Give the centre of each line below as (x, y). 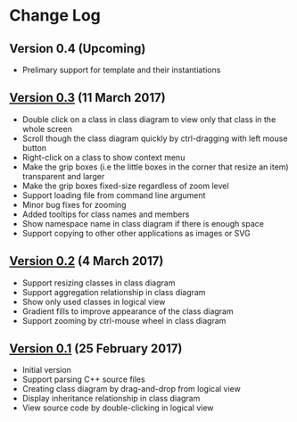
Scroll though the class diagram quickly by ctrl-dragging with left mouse (155, 138)
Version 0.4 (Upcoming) (78, 49)
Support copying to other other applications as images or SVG (136, 233)
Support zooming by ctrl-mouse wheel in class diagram (124, 320)
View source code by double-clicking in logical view (118, 408)
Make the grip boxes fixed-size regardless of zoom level (125, 186)
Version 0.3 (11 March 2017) (88, 98)
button (34, 147)
